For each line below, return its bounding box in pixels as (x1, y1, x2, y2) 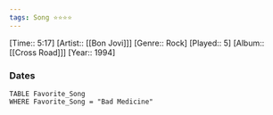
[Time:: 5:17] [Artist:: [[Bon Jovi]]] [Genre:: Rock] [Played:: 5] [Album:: (9, 37, 265, 48)
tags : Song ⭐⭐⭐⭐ (9, 12, 73, 22)
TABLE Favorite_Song (9, 89, 87, 98)
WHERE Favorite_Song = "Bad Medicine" (9, 97, 153, 106)
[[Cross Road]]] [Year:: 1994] (9, 46, 116, 58)
